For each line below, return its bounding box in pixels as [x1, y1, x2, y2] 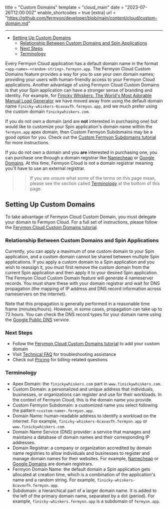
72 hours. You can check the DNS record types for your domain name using [5, 312, 161, 318]
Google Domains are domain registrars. [12, 461, 93, 467]
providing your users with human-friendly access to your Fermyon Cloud [5, 76, 155, 82]
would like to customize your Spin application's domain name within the [5, 124, 152, 130]
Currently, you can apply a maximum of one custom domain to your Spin [5, 248, 154, 254]
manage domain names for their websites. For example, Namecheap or [12, 455, 159, 461]
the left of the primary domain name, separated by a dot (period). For [12, 492, 155, 499]
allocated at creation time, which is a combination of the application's [12, 471, 156, 477]
